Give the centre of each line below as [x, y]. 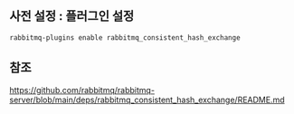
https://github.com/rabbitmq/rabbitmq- [82, 90]
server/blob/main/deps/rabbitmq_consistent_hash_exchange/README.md [147, 100]
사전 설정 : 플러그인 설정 [72, 16]
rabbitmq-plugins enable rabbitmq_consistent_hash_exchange [125, 38]
